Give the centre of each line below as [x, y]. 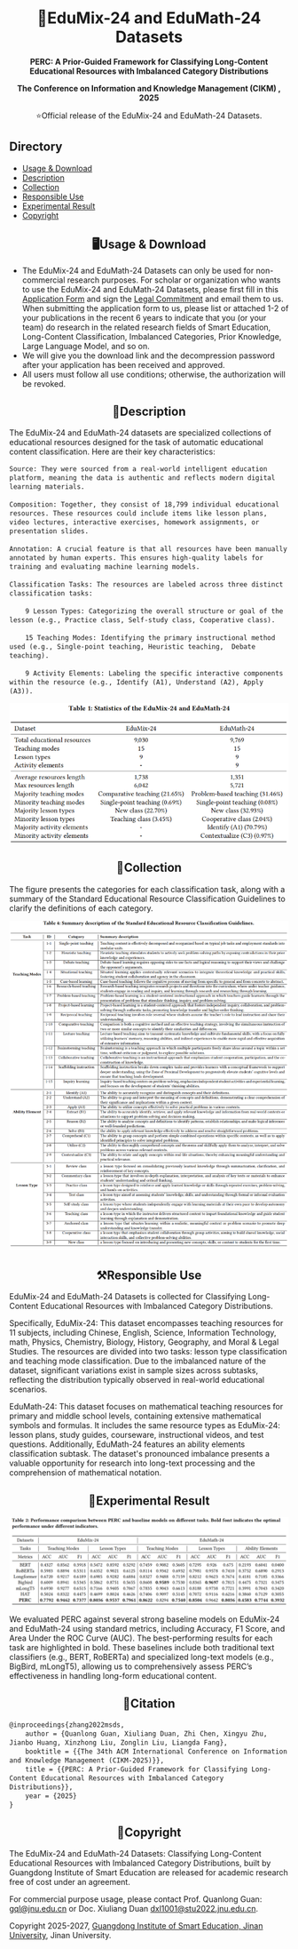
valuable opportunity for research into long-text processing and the [132, 1463]
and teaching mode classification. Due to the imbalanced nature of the [137, 1361]
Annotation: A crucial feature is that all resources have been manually [149, 549]
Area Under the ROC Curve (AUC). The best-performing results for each [141, 1638]
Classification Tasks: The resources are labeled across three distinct [146, 585]
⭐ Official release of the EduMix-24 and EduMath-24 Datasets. [149, 116]
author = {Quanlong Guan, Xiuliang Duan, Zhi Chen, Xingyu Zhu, [146, 1734]
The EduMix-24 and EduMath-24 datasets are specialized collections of [141, 433]
